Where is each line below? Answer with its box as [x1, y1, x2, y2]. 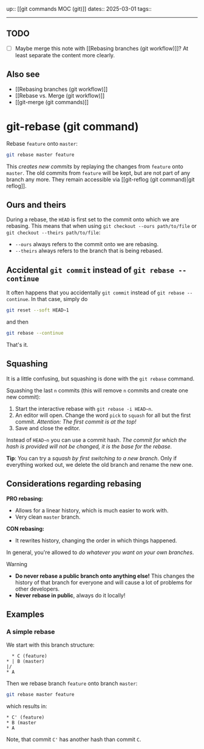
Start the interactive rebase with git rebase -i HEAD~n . [15, 405, 153, 412]
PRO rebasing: [6, 495, 44, 502]
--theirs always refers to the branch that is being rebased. [15, 247, 163, 255]
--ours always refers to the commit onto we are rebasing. [15, 241, 159, 248]
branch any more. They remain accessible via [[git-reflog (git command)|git [6, 176, 195, 183]
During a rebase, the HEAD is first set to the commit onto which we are [6, 216, 179, 223]
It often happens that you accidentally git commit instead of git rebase [6, 289, 185, 296]
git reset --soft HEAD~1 [6, 307, 69, 313]
